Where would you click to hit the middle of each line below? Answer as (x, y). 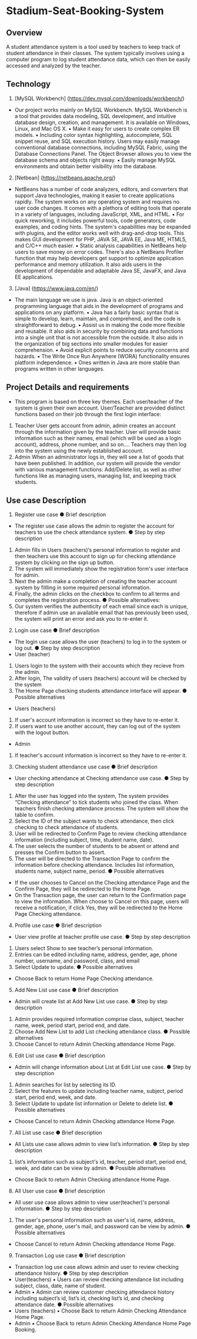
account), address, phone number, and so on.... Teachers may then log (101, 444)
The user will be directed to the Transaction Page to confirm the (92, 859)
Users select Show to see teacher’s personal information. (84, 948)
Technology (29, 84)
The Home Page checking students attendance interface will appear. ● (101, 691)
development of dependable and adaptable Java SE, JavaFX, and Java (100, 270)
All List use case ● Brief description (58, 1133)
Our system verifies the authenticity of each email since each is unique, (101, 607)
